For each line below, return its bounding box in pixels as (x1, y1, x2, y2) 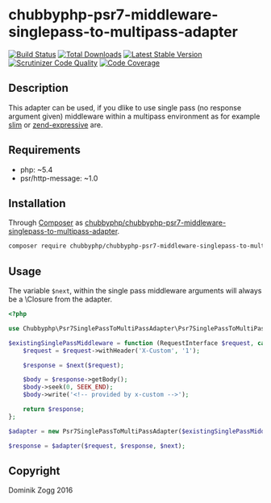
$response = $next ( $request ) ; (23, 361, 125, 369)
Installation (8, 196, 66, 210)
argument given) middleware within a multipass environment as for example (8, 111, 261, 121)
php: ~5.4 (19, 164, 53, 174)
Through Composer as (8, 218, 83, 227)
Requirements (8, 143, 81, 157)
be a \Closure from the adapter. (8, 294, 113, 304)
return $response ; (23, 405, 85, 414)
